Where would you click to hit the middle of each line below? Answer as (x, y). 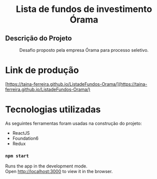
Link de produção (42, 70)
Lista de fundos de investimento (84, 9)
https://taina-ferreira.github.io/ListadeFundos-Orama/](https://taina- (77, 84)
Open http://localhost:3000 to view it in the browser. (59, 172)
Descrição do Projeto (38, 38)
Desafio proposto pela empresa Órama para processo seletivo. (84, 50)
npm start (17, 156)
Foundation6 (25, 138)
